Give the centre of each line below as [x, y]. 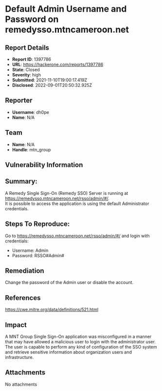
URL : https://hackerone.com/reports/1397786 [58, 65]
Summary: [21, 181]
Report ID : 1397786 [32, 59]
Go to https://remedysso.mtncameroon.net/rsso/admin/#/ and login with [77, 236]
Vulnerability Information [44, 165]
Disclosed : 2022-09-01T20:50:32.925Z [52, 85]
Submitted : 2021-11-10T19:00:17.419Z [50, 80]
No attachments [21, 384]
